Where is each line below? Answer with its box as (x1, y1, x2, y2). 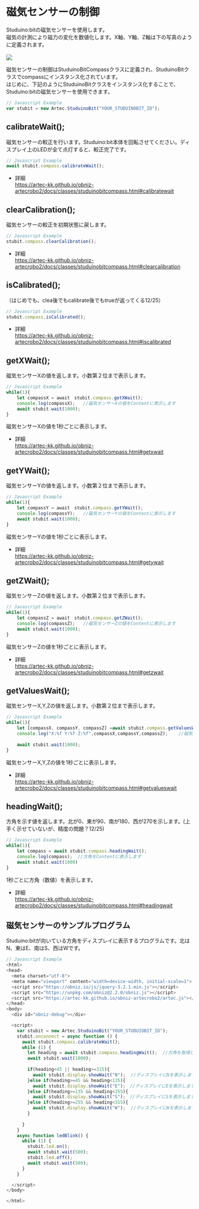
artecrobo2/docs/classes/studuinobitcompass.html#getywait (14, 559, 164, 566)
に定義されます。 (6, 41, 47, 48)
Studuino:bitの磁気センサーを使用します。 (6, 26, 108, 33)
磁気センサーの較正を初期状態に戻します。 (6, 221, 110, 228)
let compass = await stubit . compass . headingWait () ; (17, 848, 147, 854)
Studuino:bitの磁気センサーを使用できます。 (6, 88, 113, 95)
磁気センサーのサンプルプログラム (6, 920, 130, 930)
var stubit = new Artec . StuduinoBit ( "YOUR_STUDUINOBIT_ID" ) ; (6, 105, 161, 111)
